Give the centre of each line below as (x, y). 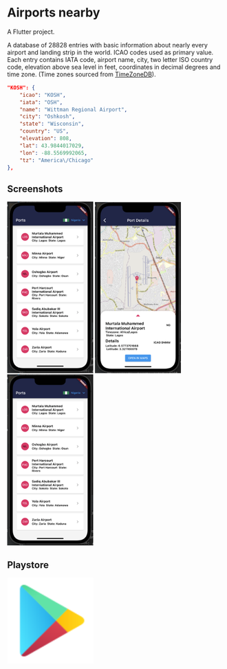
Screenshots (35, 189)
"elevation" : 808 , (46, 139)
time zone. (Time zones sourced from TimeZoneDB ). (82, 74)
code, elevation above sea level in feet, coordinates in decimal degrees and (114, 67)
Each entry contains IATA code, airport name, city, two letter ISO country (110, 59)
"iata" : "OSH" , (41, 102)
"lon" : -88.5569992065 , (54, 153)
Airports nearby (54, 13)
